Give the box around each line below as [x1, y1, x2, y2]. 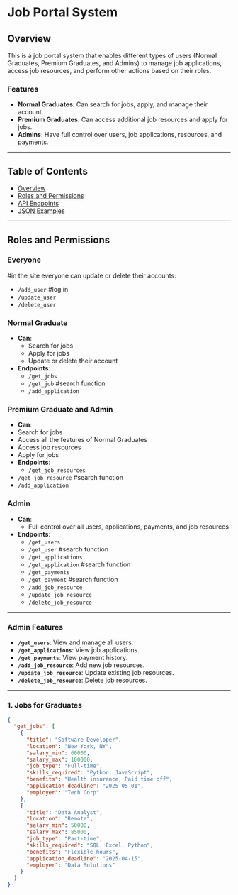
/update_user [17, 294, 57, 301]
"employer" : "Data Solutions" [25, 862, 115, 869]
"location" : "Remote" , [25, 816, 93, 823]
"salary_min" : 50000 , [25, 822, 91, 829]
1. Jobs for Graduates [7, 700, 83, 710]
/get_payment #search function [28, 575, 118, 583]
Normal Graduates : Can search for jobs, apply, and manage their [17, 100, 208, 109]
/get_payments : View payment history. [17, 653, 128, 661]
